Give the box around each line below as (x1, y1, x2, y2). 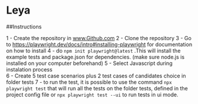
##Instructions (6, 23, 42, 30)
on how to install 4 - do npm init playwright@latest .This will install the (6, 47, 181, 54)
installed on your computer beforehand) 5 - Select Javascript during (6, 60, 173, 67)
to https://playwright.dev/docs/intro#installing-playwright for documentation (6, 41, 193, 48)
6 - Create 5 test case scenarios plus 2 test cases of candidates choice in (6, 72, 186, 79)
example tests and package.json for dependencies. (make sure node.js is (6, 53, 185, 60)
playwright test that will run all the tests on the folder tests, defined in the (6, 84, 188, 92)
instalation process (6, 66, 53, 73)
